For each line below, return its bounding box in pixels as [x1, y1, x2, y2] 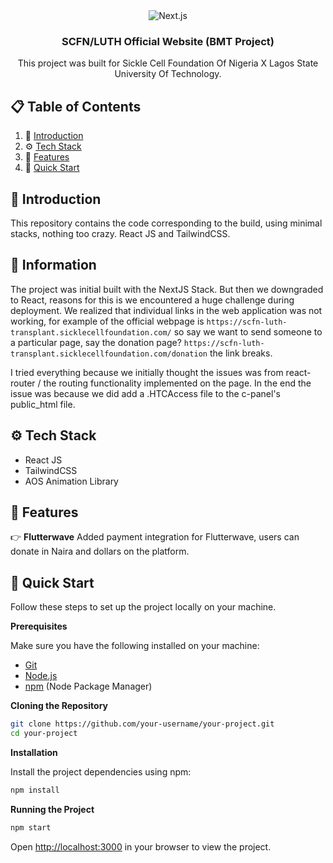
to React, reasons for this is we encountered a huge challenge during [10, 294, 295, 306]
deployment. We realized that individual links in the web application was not [10, 304, 323, 316]
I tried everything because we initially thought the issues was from [10, 366, 284, 378]
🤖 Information [10, 257, 97, 274]
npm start [10, 822, 52, 833]
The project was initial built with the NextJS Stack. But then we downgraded [10, 283, 324, 295]
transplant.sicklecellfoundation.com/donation [10, 349, 208, 359]
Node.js [24, 670, 58, 682]
